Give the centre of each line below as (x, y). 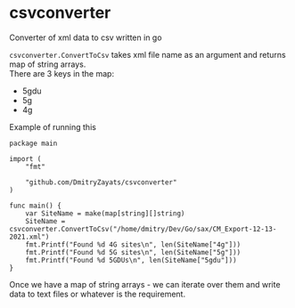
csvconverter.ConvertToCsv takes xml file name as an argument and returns (148, 54)
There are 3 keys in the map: (61, 73)
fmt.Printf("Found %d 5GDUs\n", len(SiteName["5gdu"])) (131, 260)
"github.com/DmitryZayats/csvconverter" (101, 182)
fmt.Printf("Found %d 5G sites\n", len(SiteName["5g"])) (133, 252)
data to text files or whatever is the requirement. (97, 294)
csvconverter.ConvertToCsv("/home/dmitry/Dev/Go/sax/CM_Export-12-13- (143, 229)
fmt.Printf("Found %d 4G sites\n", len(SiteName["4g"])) (133, 244)
